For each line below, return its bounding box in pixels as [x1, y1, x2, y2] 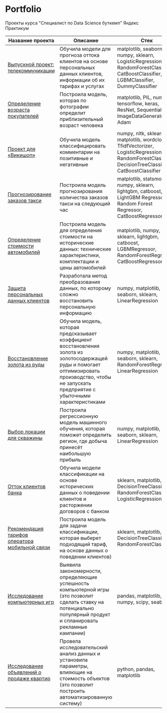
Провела [59, 637, 81, 644]
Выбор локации [7, 428, 46, 435]
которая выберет [59, 535, 101, 541]
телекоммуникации [7, 67, 55, 74]
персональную [59, 303, 96, 310]
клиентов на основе [59, 58, 108, 65]
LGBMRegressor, [117, 245, 157, 252]
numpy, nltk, [117, 130, 146, 137]
